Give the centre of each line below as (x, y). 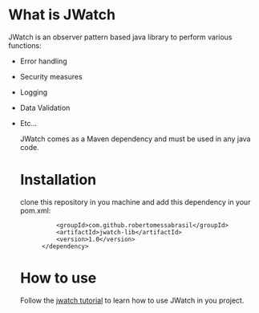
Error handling (43, 61)
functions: (25, 45)
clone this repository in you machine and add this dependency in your (135, 201)
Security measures (51, 76)
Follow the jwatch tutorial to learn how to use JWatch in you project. (132, 300)
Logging (34, 92)
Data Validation (45, 108)
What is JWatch (62, 15)
